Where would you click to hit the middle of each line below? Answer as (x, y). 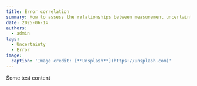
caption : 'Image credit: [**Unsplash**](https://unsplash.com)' (91, 61)
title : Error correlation (38, 11)
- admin (21, 34)
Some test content (28, 78)
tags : (13, 39)
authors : (17, 28)
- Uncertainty (28, 45)
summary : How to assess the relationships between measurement (85, 17)
